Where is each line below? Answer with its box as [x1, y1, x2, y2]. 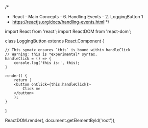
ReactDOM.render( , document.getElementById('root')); [5, 118, 116, 123]
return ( [14, 78, 32, 83]
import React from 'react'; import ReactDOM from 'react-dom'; [5, 29, 131, 34]
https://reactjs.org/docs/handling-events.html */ [12, 19, 109, 25]
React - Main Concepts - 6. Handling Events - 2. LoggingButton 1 [12, 14, 143, 19]
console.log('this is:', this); [14, 61, 80, 65]
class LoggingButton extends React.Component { [5, 38, 104, 44]
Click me [23, 86, 41, 91]
